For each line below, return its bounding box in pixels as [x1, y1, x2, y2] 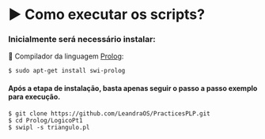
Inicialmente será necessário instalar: [8, 34, 156, 45]
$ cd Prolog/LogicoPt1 [8, 116, 83, 124]
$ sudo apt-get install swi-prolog [8, 67, 126, 75]
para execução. [8, 92, 61, 102]
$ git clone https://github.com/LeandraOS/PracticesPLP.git [8, 109, 211, 118]
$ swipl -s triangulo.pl [8, 123, 90, 131]
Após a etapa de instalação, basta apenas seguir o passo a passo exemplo [8, 84, 258, 93]
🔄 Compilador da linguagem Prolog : [8, 51, 124, 61]
